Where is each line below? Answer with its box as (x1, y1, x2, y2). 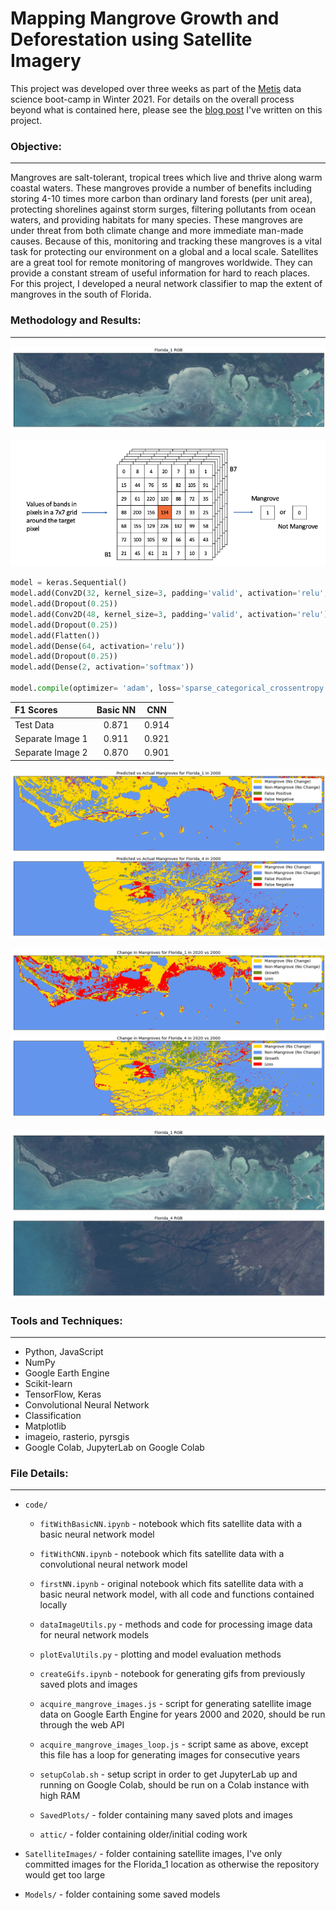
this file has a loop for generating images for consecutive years (39, 1749, 301, 1761)
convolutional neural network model (39, 1558, 188, 1571)
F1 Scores (14, 704, 58, 716)
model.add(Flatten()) (10, 630, 101, 641)
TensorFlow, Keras (24, 1388, 102, 1401)
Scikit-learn (24, 1378, 73, 1390)
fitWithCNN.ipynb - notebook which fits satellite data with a (39, 1548, 285, 1560)
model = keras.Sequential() (10, 578, 128, 588)
